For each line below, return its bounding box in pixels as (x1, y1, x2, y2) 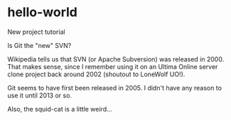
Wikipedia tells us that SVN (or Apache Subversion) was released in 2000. (7, 54, 225, 64)
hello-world (7, 4, 78, 20)
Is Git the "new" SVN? (7, 41, 72, 49)
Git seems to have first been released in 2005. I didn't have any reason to (7, 83, 222, 92)
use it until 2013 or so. (7, 91, 72, 100)
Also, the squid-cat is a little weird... (7, 104, 112, 113)
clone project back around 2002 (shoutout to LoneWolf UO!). (7, 70, 186, 78)
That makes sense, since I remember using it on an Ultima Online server (7, 62, 218, 71)
